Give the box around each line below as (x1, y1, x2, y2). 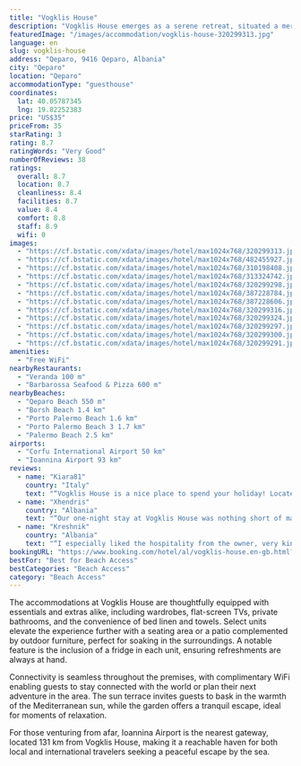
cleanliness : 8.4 (17, 189, 82, 198)
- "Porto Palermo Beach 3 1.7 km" (17, 422, 146, 431)
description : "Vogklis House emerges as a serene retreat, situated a (9, 22, 279, 31)
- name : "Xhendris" (17, 497, 90, 506)
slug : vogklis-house (9, 47, 87, 56)
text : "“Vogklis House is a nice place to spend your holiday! (25, 489, 267, 498)
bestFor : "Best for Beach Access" (9, 556, 139, 565)
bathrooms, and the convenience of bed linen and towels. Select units (9, 616, 267, 627)
